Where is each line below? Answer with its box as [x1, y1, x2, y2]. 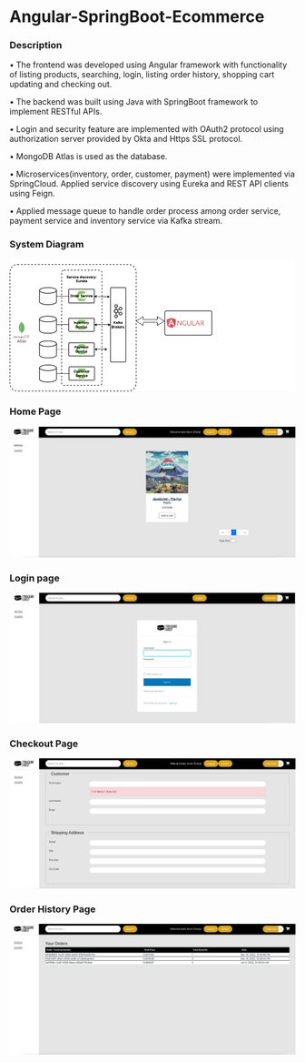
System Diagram [9, 238, 84, 251]
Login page [9, 572, 61, 584]
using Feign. [9, 188, 56, 199]
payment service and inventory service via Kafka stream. [9, 216, 222, 227]
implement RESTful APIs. [9, 106, 103, 117]
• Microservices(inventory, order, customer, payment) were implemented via [9, 168, 295, 179]
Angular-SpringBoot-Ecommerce [9, 6, 265, 27]
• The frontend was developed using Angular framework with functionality [9, 59, 288, 70]
